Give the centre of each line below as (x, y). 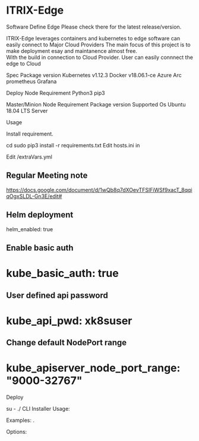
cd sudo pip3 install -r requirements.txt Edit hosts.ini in (73, 145)
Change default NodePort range (67, 343)
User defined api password (57, 295)
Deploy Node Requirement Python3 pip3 (56, 93)
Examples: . (20, 420)
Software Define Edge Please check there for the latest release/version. (94, 27)
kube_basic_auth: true (62, 273)
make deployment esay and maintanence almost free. (72, 51)
